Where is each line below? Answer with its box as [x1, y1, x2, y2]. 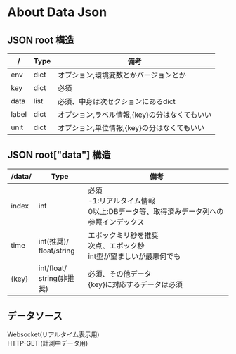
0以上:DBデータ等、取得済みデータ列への [87, 206, 224, 216]
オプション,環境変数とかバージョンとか [57, 70, 186, 80]
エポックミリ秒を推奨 [87, 230, 159, 240]
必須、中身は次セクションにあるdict [57, 96, 176, 106]
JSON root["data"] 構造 [7, 149, 111, 161]
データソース [7, 310, 63, 322]
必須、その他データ [87, 269, 152, 279]
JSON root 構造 [7, 34, 74, 46]
